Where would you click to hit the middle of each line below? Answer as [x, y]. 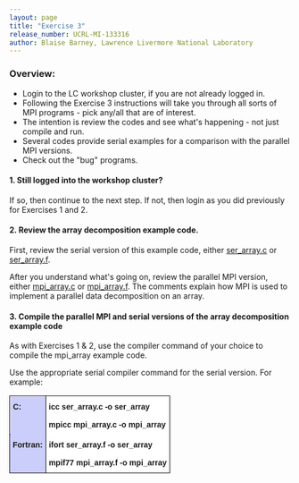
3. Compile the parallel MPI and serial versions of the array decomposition [149, 316]
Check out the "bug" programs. [80, 160]
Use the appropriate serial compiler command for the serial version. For [141, 373]
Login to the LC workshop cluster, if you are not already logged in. [144, 93]
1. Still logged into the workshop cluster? [86, 181]
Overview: [32, 74]
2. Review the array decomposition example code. [104, 230]
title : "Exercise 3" [48, 26]
